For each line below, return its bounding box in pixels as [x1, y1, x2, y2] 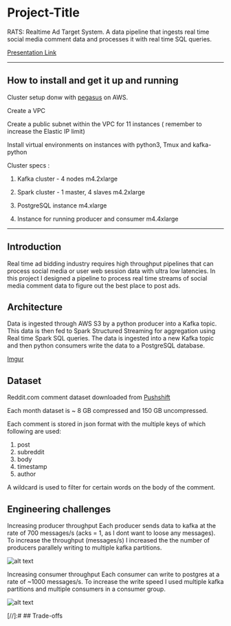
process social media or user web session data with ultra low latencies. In [7, 267, 216, 275]
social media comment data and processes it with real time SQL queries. [7, 34, 212, 43]
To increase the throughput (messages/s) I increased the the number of [7, 536, 210, 544]
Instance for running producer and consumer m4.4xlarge [16, 214, 179, 223]
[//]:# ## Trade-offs [7, 612, 63, 620]
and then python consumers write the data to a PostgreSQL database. [7, 341, 205, 350]
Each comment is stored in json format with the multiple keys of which [7, 420, 206, 428]
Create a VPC [7, 106, 46, 114]
